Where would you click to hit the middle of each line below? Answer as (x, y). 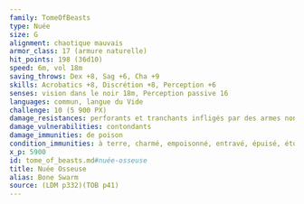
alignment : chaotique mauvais (66, 43)
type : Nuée (30, 26)
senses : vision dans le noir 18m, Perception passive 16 (119, 93)
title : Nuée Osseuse (48, 169)
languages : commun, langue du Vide (76, 102)
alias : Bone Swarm (44, 177)
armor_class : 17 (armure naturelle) (78, 51)
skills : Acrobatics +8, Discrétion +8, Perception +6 (113, 85)
